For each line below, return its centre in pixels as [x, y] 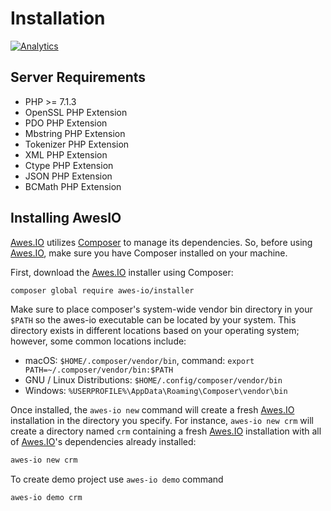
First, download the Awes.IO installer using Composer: [122, 272]
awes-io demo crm [46, 498]
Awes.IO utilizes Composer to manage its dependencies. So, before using [161, 242]
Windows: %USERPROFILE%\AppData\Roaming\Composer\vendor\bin [156, 391]
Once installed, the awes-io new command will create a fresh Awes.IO [152, 410]
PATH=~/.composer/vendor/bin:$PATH [99, 370]
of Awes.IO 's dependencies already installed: [103, 442]
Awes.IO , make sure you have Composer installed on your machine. [149, 253]
